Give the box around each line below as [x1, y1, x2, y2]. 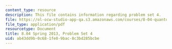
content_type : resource [5, 7, 56, 13]
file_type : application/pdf [5, 21, 66, 27]
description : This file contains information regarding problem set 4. [5, 12, 161, 17]
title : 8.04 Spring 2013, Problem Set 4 [5, 31, 93, 36]
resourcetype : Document [5, 27, 56, 32]
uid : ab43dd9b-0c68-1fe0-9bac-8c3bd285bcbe [5, 36, 100, 41]
